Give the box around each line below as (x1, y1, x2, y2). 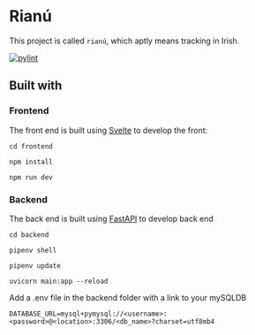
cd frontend (9, 141, 53, 151)
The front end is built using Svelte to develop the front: (9, 125, 208, 135)
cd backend (9, 230, 49, 240)
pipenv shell (9, 246, 57, 255)
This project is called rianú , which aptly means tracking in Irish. (9, 35, 240, 46)
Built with (9, 78, 63, 94)
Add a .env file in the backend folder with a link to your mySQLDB (9, 292, 247, 302)
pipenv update (9, 261, 62, 270)
